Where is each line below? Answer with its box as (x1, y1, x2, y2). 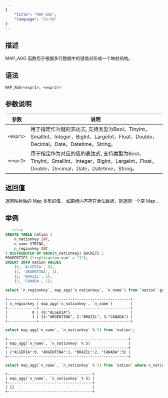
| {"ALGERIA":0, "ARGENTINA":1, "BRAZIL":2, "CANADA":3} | (5, 349, 131, 354)
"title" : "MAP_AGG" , (14, 12, 57, 17)
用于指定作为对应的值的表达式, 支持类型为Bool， (30, 150, 144, 157)
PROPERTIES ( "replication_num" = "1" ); (5, 255, 88, 260)
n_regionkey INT (14, 246, 48, 251)
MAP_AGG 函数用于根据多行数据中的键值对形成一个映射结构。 (5, 56, 133, 62)
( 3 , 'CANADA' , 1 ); (14, 278, 52, 283)
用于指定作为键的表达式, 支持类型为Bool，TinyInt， (30, 126, 150, 133)
